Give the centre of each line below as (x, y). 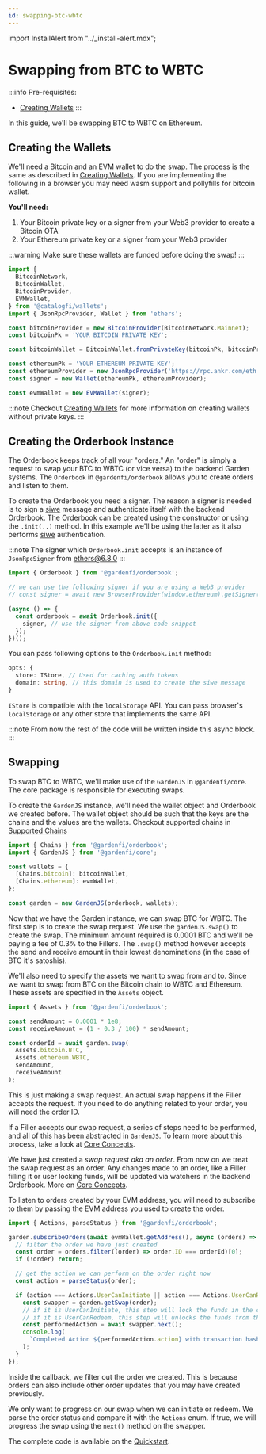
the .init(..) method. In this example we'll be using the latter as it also (125, 526)
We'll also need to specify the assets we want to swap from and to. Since (127, 975)
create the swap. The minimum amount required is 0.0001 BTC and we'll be (131, 935)
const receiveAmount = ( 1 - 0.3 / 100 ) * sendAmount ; (99, 1028)
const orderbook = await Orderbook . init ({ (86, 616)
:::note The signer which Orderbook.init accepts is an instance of (115, 550)
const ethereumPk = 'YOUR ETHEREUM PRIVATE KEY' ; (92, 364)
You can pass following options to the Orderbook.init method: (110, 654)
